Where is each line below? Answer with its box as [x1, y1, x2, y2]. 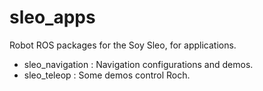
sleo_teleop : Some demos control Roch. [23, 69, 191, 81]
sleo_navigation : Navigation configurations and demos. [23, 58, 254, 70]
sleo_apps [9, 6, 96, 29]
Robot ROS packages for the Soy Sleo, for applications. [9, 39, 237, 51]
